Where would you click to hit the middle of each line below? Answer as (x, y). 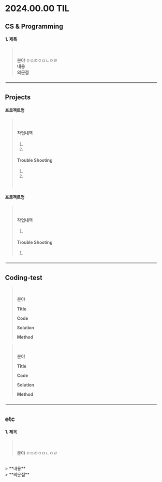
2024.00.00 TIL (37, 8)
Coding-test (24, 277)
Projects (18, 97)
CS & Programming (34, 26)
